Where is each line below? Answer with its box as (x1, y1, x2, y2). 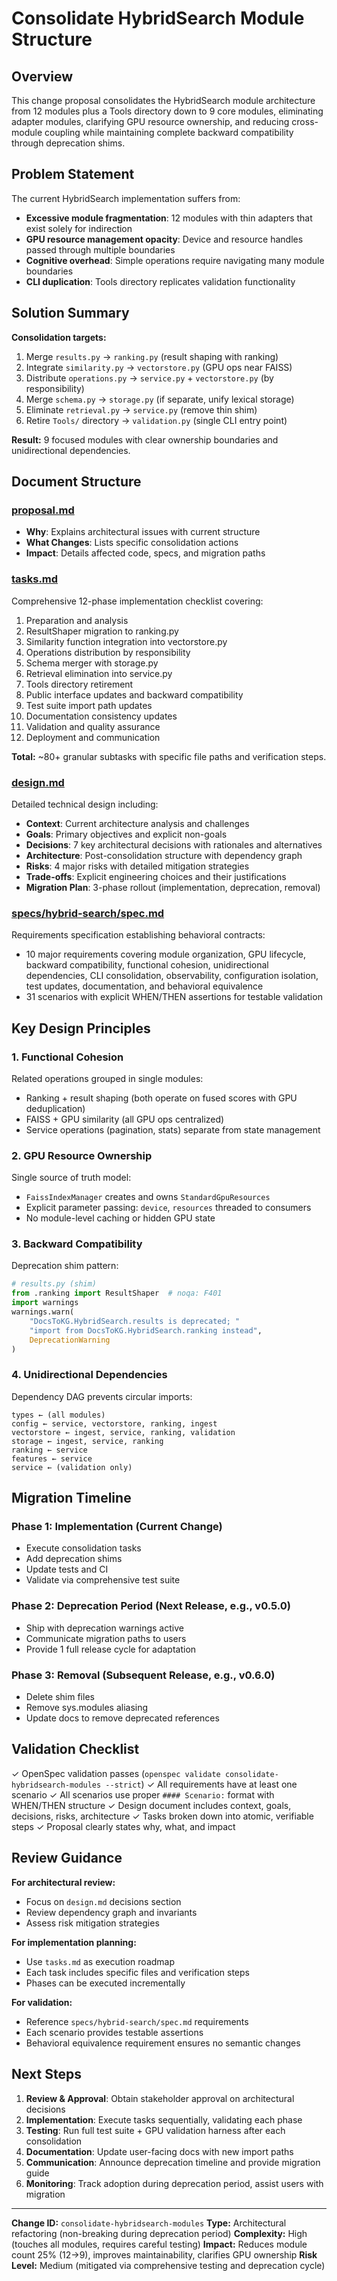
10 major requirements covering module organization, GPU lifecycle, (25, 948, 307, 961)
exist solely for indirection (25, 222, 133, 234)
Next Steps (11, 2066, 82, 2083)
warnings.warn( (11, 1307, 75, 1317)
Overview (11, 68, 74, 85)
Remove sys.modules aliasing (25, 1702, 149, 1714)
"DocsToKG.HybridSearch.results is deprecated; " (29, 1316, 241, 1326)
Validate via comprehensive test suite (25, 1574, 181, 1586)
